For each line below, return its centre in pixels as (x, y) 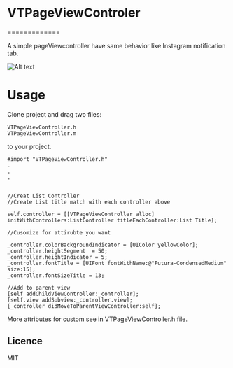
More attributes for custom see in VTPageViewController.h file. (97, 319)
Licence (25, 341)
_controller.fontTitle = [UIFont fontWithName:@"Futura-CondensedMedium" (117, 263)
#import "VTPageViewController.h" (58, 159)
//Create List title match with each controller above (89, 202)
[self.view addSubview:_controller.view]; (70, 300)
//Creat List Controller (43, 196)
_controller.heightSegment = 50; (58, 251)
